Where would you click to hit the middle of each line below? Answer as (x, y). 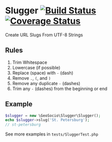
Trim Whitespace (30, 62)
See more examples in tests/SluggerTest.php (52, 134)
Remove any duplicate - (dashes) (46, 83)
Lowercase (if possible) (36, 67)
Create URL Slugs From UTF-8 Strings (44, 35)
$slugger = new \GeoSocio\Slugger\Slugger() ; (53, 116)
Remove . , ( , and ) (31, 78)
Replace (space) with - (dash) (43, 73)
